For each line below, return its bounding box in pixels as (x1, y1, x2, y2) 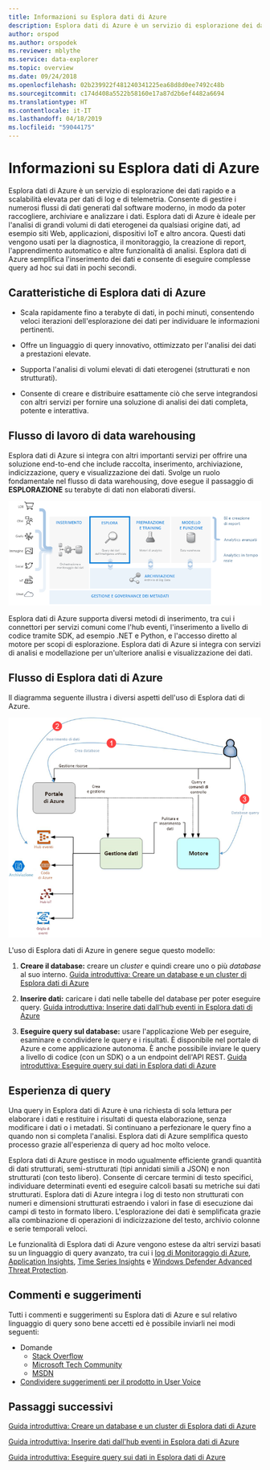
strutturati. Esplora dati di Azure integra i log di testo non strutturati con (8, 1189, 244, 1199)
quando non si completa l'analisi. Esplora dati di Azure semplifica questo (8, 1131, 249, 1141)
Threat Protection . (8, 1265, 68, 1274)
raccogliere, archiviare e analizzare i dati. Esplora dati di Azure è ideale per (8, 211, 256, 221)
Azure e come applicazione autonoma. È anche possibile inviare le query (19, 1044, 261, 1054)
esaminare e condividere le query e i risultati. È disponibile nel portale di (19, 1035, 259, 1045)
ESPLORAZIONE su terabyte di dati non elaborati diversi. (8, 484, 196, 495)
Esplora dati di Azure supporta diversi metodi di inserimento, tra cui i (8, 613, 235, 623)
